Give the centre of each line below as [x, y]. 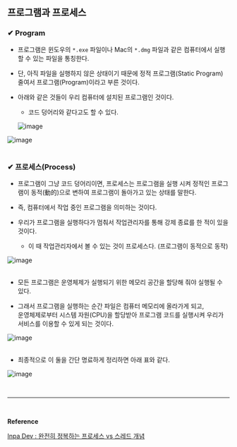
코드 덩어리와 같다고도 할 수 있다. [73, 112]
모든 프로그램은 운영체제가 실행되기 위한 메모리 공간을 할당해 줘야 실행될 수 [120, 282]
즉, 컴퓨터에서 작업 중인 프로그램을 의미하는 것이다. [87, 207]
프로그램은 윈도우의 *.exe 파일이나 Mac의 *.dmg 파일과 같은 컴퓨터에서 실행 [121, 49]
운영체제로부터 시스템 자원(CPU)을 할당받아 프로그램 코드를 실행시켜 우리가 [121, 314]
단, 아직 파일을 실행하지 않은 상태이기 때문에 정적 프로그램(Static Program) [120, 73]
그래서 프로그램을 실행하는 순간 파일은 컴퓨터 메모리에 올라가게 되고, [111, 306]
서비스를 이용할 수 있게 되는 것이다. [66, 324]
